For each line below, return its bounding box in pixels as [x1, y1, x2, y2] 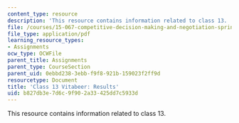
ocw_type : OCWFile [7, 50, 62, 58]
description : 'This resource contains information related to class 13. [7, 17, 228, 24]
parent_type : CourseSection [7, 63, 91, 70]
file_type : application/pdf [7, 30, 91, 38]
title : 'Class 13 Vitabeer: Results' [7, 83, 119, 90]
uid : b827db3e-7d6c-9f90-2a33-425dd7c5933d [7, 90, 139, 97]
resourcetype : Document [7, 76, 78, 84]
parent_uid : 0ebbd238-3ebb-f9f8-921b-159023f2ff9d [7, 70, 161, 77]
